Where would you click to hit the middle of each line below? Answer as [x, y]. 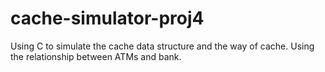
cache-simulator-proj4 [107, 18]
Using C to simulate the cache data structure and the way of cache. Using [162, 46]
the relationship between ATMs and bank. [96, 56]
